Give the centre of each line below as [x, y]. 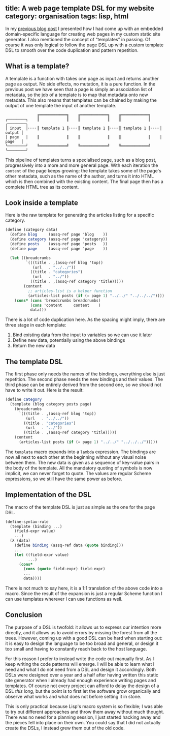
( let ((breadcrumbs [30, 258]
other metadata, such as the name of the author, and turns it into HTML [80, 176]
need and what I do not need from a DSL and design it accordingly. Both [81, 669]
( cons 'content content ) [65, 305]
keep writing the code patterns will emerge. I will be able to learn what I [80, 664]
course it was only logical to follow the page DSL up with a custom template [84, 45]
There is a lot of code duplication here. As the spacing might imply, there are [85, 319]
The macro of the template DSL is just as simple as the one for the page [80, 507]
